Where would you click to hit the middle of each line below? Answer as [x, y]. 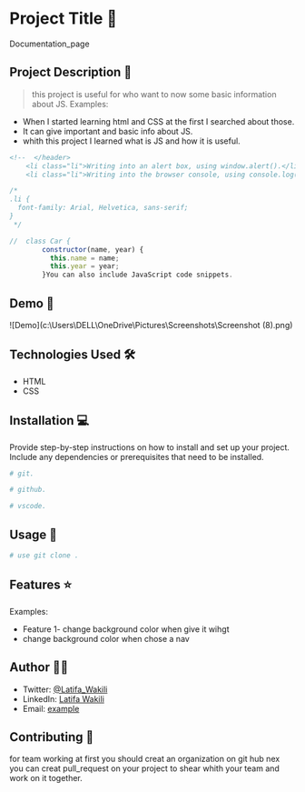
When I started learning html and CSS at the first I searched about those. [158, 121]
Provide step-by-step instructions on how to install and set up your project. [150, 447]
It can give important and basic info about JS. [108, 131]
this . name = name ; [84, 258]
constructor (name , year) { [93, 249]
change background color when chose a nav [106, 638]
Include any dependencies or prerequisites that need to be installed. [137, 456]
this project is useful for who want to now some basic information [154, 94]
